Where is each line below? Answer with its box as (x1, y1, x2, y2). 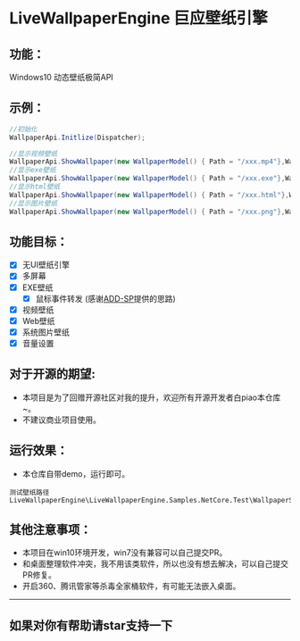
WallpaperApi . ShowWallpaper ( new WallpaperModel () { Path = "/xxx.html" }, (9, 190, 290, 199)
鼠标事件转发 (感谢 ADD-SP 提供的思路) (35, 293, 176, 304)
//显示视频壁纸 (9, 149, 58, 158)
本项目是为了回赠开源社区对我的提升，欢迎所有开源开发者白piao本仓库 (21, 392, 281, 403)
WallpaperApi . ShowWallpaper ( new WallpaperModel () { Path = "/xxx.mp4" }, (9, 157, 286, 166)
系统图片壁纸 (21, 327, 70, 337)
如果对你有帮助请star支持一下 (9, 618, 173, 633)
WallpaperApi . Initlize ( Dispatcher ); (9, 133, 146, 142)
